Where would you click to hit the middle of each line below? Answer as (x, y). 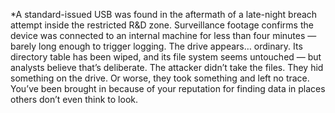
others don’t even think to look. (74, 99)
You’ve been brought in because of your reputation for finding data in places (168, 88)
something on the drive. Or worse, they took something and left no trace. (160, 78)
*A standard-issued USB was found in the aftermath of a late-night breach (164, 14)
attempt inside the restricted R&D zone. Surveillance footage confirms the (162, 25)
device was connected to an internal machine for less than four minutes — (163, 35)
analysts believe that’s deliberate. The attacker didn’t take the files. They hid (167, 67)
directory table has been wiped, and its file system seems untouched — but (166, 57)
